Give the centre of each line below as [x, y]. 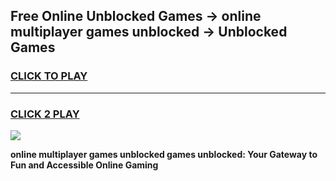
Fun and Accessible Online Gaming [84, 165]
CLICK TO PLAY [49, 76]
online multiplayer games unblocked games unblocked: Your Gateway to [164, 154]
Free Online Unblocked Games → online [136, 16]
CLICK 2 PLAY [45, 114]
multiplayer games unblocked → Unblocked [149, 32]
